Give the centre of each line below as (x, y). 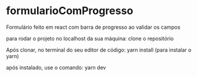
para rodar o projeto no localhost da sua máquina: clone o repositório (90, 38)
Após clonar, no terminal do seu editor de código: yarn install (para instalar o (99, 50)
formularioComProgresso (70, 11)
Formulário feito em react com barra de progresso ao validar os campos (93, 27)
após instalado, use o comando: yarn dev (56, 67)
